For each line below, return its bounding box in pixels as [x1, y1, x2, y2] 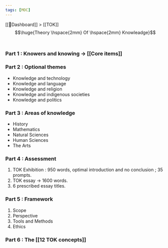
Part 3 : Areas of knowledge [5, 109, 75, 116]
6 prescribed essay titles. [12, 183, 66, 189]
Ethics [12, 223, 26, 229]
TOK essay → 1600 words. [12, 177, 68, 183]
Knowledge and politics [12, 97, 62, 103]
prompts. [12, 172, 32, 178]
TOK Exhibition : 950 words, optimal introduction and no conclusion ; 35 [12, 167, 163, 173]
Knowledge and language [12, 80, 66, 86]
